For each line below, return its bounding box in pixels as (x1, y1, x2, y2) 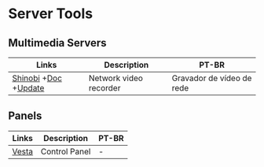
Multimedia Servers (8, 36, 107, 50)
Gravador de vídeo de (171, 72, 252, 83)
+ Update (12, 83, 45, 93)
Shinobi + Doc (12, 72, 63, 83)
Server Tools (8, 5, 93, 23)
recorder (88, 83, 121, 93)
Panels (8, 109, 42, 123)
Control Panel (40, 146, 91, 157)
